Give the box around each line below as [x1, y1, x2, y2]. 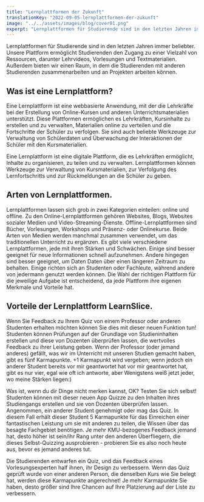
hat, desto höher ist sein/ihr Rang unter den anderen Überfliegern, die [6, 433, 181, 440]
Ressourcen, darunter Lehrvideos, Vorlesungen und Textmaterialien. [6, 55, 177, 63]
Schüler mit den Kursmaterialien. [6, 141, 88, 148]
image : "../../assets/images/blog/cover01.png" [6, 20, 129, 26]
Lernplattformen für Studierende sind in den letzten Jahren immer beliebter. [6, 43, 195, 50]
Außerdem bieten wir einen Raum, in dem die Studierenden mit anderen [6, 62, 185, 69]
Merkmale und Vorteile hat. [6, 284, 74, 291]
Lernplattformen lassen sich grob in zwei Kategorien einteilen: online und [6, 206, 189, 213]
